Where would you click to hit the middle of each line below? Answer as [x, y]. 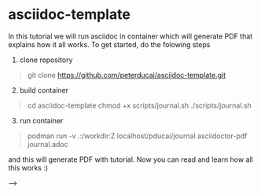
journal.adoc [48, 144]
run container [41, 120]
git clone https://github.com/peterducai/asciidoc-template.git [127, 75]
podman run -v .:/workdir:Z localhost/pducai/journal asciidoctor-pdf [137, 136]
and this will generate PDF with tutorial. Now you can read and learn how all [130, 159]
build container [44, 90]
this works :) [28, 167]
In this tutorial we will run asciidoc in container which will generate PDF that [130, 36]
